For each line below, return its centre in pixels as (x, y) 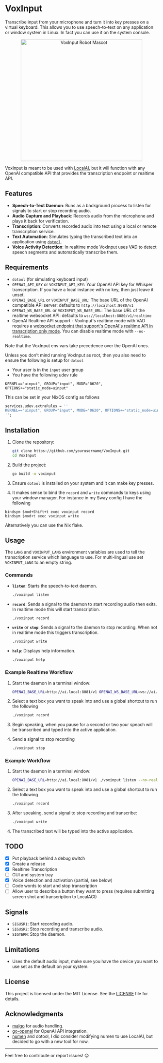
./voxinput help (28, 660)
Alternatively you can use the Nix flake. (44, 525)
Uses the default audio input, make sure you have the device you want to (85, 961)
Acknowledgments (34, 1014)
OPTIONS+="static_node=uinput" (37, 388)
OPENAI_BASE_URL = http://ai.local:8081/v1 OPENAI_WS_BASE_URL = (76, 692)
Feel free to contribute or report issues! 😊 (47, 1055)
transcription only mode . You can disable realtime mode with (73, 331)
